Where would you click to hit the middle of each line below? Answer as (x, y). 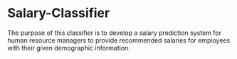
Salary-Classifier (59, 13)
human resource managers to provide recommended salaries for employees (119, 40)
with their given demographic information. (69, 48)
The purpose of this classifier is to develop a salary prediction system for (115, 33)
